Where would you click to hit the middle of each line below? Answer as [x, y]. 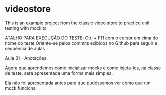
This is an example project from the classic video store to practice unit [77, 23]
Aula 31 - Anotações [26, 58]
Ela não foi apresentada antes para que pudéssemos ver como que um [78, 83]
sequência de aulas [25, 48]
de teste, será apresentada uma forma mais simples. [59, 73]
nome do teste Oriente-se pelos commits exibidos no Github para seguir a [81, 43]
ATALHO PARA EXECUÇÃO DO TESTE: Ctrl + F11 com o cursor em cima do [82, 38]
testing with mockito [26, 28]
